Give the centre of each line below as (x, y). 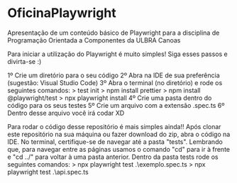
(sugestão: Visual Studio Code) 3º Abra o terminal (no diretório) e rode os (115, 82)
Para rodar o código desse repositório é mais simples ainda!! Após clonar (114, 126)
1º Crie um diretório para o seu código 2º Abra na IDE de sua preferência (114, 75)
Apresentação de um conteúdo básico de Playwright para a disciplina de (114, 33)
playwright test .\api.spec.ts (48, 172)
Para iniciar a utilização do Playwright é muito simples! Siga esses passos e (118, 54)
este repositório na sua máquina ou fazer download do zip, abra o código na (119, 134)
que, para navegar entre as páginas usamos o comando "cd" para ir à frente (119, 149)
